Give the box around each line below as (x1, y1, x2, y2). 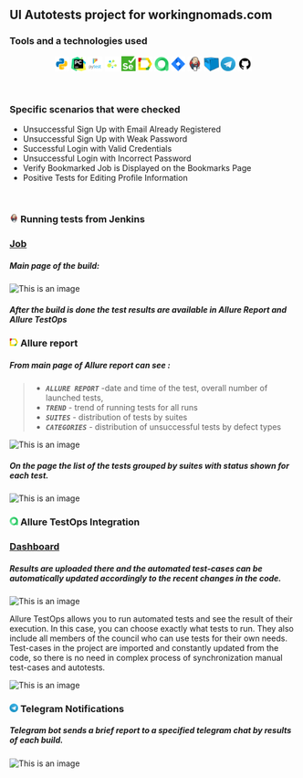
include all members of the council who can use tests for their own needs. (9, 633, 287, 644)
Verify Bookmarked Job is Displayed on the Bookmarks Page (22, 163, 252, 174)
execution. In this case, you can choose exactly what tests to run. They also (9, 623, 294, 634)
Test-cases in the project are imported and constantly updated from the (9, 642, 279, 653)
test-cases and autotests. (9, 662, 106, 673)
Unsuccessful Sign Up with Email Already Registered (22, 123, 222, 135)
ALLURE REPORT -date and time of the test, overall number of (45, 383, 268, 394)
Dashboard (9, 539, 60, 552)
